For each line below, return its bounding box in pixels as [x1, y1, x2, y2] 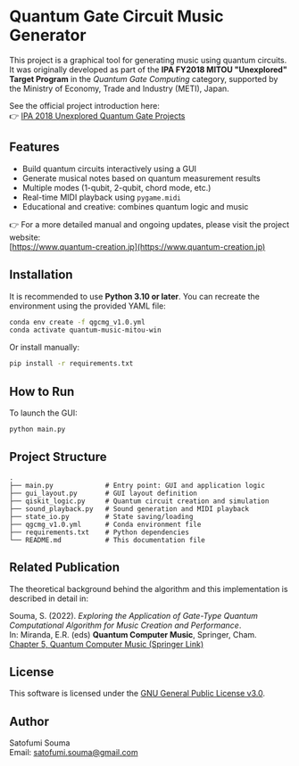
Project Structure [9, 449, 107, 465]
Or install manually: [9, 342, 80, 353]
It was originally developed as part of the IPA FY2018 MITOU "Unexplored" [9, 64, 287, 75]
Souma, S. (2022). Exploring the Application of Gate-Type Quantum [9, 610, 259, 621]
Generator [9, 25, 87, 45]
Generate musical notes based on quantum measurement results [21, 172, 261, 184]
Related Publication [9, 560, 120, 575]
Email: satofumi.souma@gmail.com [9, 747, 138, 758]
